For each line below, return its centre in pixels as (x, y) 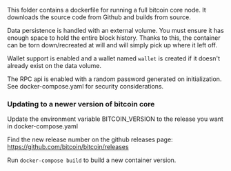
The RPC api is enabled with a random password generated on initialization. (114, 79)
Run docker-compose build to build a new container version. (92, 160)
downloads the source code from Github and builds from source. (99, 17)
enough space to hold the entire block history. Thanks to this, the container (114, 38)
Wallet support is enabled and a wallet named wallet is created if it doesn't (114, 58)
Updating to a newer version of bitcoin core (81, 104)
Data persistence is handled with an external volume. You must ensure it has (115, 31)
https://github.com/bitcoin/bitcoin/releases (68, 147)
